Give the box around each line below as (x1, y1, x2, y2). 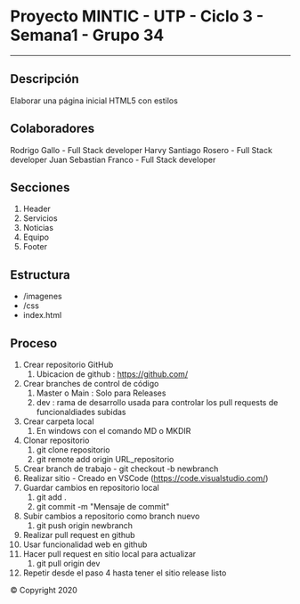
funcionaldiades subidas (36, 407, 126, 417)
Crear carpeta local (22, 416, 94, 427)
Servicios (22, 213, 58, 224)
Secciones (10, 180, 70, 195)
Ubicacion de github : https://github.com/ (36, 369, 189, 380)
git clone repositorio (36, 445, 110, 455)
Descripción (10, 71, 79, 86)
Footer (22, 241, 48, 252)
